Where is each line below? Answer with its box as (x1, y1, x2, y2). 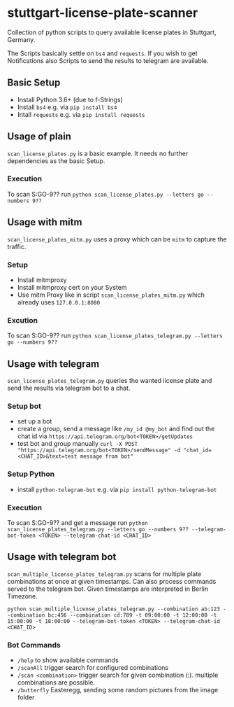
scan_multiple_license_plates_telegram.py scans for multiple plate (7, 569, 202, 578)
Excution (7, 315, 38, 325)
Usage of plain (7, 131, 72, 143)
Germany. (7, 35, 36, 43)
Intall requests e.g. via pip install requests (17, 110, 145, 118)
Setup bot (7, 401, 42, 411)
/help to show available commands (17, 656, 119, 664)
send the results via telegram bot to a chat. (7, 384, 131, 393)
